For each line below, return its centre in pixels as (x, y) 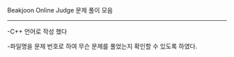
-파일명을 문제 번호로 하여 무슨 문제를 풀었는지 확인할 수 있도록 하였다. (102, 46)
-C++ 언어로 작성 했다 (37, 31)
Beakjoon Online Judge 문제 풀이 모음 (60, 10)
